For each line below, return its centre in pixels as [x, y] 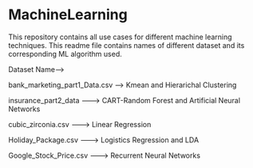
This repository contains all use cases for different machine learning [121, 37]
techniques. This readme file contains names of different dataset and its [126, 45]
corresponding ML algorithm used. [65, 54]
